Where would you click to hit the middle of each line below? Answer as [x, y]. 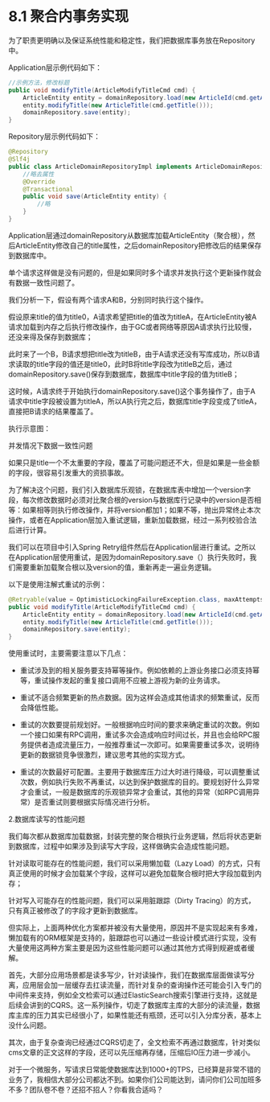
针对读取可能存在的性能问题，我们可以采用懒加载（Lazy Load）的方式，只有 [135, 864]
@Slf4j [19, 159]
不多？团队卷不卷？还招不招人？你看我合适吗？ [86, 1090]
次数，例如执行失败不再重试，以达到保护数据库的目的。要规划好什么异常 [139, 782]
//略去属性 [39, 174]
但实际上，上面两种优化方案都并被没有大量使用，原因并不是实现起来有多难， [135, 928]
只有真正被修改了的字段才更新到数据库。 [75, 911]
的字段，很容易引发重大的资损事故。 [68, 472]
